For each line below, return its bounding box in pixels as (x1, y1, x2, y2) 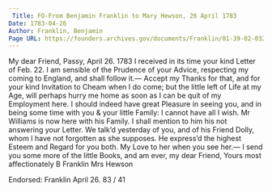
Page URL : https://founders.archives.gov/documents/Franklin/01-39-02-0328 (8, 34, 270, 43)
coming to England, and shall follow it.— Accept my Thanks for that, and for (8, 73, 261, 83)
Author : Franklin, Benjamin (8, 27, 104, 35)
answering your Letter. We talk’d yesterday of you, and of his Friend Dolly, (8, 125, 255, 135)
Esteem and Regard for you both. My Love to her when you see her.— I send (8, 142, 263, 152)
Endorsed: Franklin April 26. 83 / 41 (8, 175, 125, 185)
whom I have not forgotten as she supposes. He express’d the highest (8, 134, 241, 144)
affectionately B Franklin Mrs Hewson (8, 159, 134, 169)
